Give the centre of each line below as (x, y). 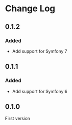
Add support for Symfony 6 (40, 91)
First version (18, 119)
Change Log (30, 9)
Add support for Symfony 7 (40, 51)
